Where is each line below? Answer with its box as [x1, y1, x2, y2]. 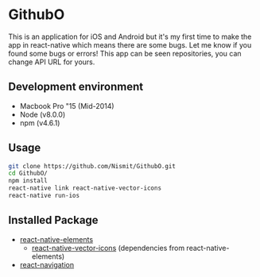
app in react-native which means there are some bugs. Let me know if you [8, 40, 252, 49]
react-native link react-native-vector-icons [8, 184, 161, 192]
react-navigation [19, 260, 75, 269]
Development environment [8, 80, 144, 94]
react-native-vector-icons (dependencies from [31, 243, 185, 252]
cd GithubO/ [8, 169, 48, 178]
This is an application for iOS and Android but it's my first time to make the [8, 32, 252, 41]
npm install [8, 177, 48, 185]
